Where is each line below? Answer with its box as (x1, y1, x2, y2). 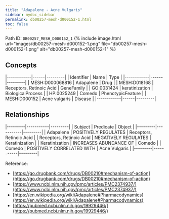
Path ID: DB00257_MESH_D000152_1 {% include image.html (5, 35, 121, 41)
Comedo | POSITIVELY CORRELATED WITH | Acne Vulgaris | (5, 145, 132, 151)
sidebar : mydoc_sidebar (5, 12, 56, 17)
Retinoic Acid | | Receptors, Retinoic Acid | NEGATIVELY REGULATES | (5, 135, 151, 141)
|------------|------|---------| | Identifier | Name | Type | (5, 74, 122, 80)
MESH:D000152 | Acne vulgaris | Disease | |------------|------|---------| (5, 96, 156, 102)
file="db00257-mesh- (101, 41, 148, 47)
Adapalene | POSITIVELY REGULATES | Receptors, (47, 129, 152, 135)
